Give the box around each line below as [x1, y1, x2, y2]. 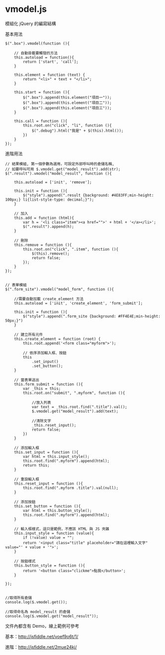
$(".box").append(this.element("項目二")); [23, 100, 112, 105]
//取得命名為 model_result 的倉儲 [5, 609, 70, 614]
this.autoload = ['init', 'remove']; [14, 180, 92, 185]
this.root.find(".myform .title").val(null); [23, 485, 119, 490]
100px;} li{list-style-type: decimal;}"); [5, 197, 94, 202]
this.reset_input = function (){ [14, 481, 83, 486]
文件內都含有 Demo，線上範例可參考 [5, 623, 79, 629]
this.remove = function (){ [14, 242, 72, 247]
